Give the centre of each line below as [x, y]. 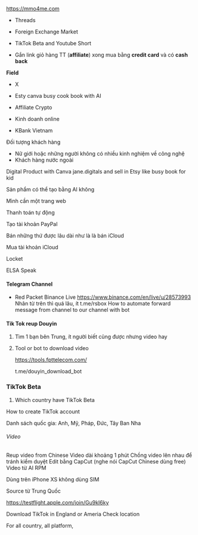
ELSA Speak [21, 270]
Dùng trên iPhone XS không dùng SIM [53, 479]
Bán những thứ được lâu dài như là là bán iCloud [65, 236]
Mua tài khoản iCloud [32, 247]
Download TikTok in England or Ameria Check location [73, 514]
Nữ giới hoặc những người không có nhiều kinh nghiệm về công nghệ [100, 154]
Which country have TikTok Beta [55, 400]
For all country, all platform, [40, 525]
